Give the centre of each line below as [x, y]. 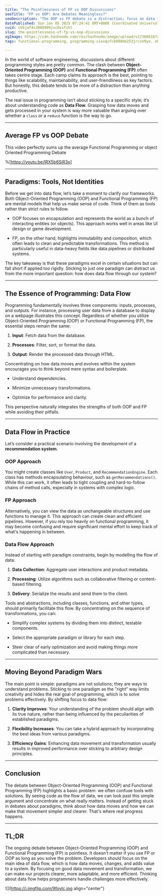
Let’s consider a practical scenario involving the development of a [71, 444]
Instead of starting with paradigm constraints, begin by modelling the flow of [81, 555]
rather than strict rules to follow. [37, 209]
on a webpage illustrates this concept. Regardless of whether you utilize [77, 316]
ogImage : [14, 37]
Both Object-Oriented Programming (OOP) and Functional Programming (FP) [81, 199]
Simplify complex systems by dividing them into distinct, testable [77, 623]
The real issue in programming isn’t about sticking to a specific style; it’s [77, 100]
